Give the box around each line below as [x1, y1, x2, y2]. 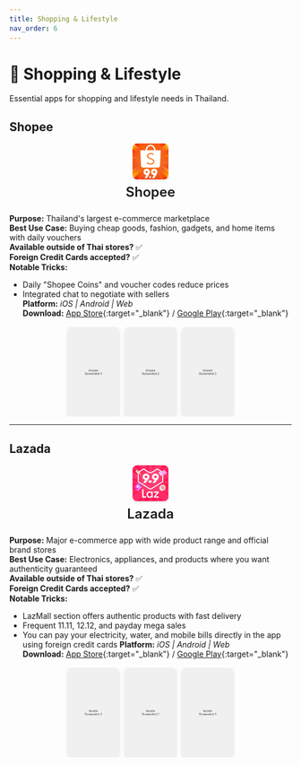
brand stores [9, 544, 56, 555]
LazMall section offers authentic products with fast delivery [21, 611, 242, 622]
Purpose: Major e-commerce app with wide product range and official [9, 535, 269, 546]
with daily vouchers [9, 232, 82, 243]
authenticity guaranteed [9, 563, 98, 574]
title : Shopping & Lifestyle [9, 14, 118, 23]
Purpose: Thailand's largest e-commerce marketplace [9, 213, 211, 224]
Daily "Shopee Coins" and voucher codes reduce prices [21, 279, 229, 291]
